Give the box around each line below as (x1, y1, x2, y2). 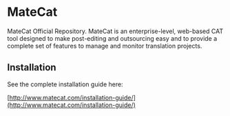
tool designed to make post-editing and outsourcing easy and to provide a (7, 34, 218, 42)
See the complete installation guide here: (7, 80, 123, 88)
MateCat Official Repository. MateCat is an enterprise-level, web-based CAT (7, 27, 224, 35)
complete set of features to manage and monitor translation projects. (7, 41, 202, 50)
